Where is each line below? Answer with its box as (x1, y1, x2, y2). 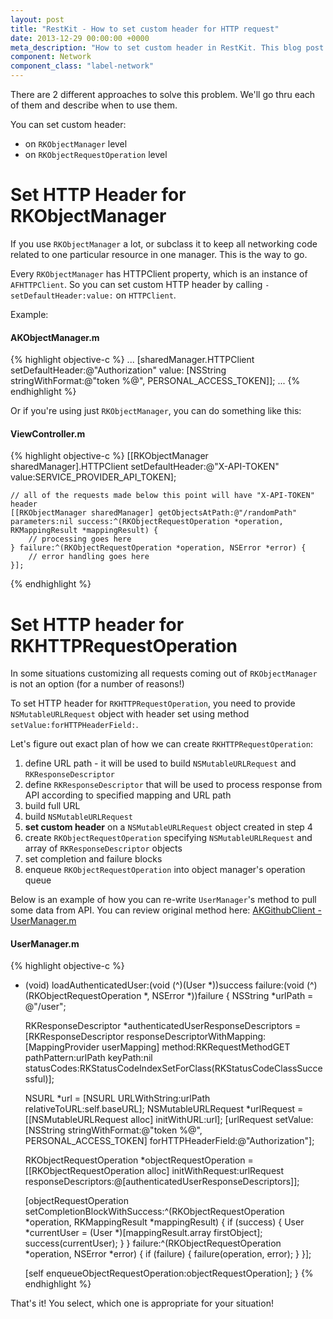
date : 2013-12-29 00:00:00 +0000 (10, 33, 150, 43)
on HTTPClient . (115, 289, 177, 301)
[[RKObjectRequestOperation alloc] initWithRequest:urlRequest (24, 1165, 285, 1177)
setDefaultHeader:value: (10, 291, 114, 301)
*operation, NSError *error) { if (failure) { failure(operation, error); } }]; (24, 1248, 312, 1260)
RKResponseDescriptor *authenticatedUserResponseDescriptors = (24, 1020, 302, 1032)
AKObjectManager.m (10, 331, 100, 343)
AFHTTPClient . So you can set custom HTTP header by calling (10, 278, 263, 290)
